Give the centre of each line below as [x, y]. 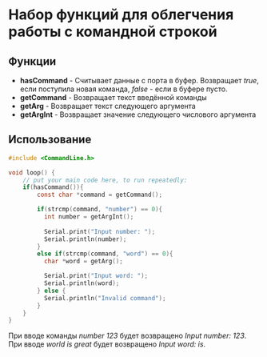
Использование [50, 140]
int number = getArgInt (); [89, 217]
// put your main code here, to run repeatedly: [105, 180]
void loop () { [32, 172]
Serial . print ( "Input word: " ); [96, 276]
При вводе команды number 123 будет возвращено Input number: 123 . [128, 336]
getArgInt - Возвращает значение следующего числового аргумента [138, 114]
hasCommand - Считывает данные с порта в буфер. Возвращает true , [139, 80]
